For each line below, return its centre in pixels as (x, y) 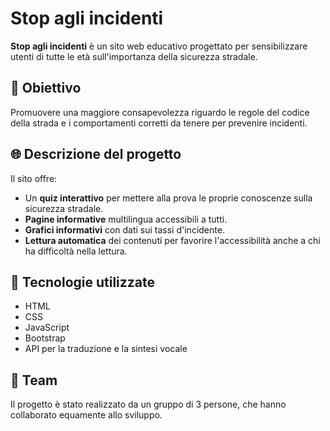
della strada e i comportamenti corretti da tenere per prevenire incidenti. (159, 123)
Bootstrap (45, 338)
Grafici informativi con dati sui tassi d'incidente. (124, 229)
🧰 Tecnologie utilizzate (83, 282)
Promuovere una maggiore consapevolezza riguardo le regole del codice (160, 112)
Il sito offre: (34, 178)
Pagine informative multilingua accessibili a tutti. (126, 219)
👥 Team (34, 380)
